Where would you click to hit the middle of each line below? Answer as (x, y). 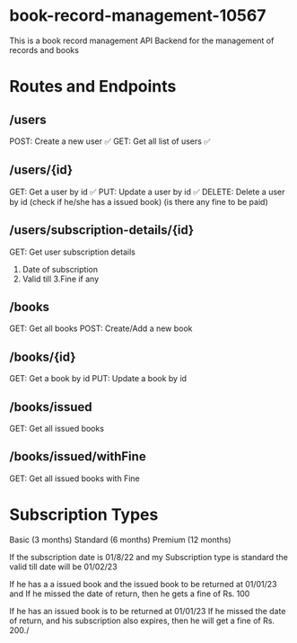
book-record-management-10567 (138, 16)
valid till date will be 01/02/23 (64, 567)
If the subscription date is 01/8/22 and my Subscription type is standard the (149, 557)
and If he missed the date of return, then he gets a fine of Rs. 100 (130, 594)
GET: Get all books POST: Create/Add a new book (101, 328)
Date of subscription (60, 269)
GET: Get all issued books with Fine (75, 478)
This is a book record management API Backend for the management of (142, 40)
